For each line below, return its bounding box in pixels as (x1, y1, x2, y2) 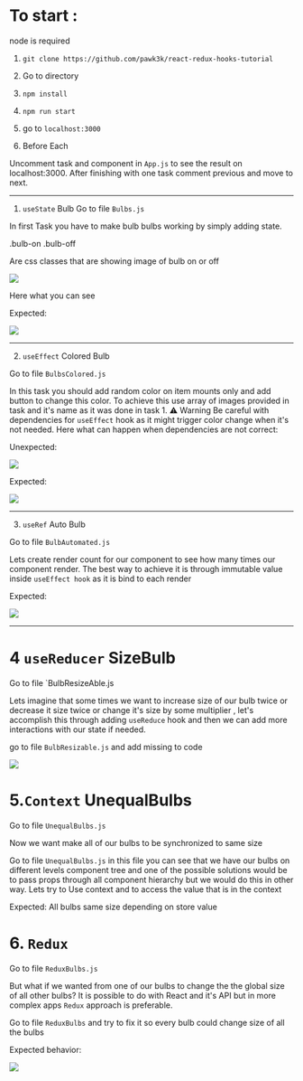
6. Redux (9, 933, 69, 954)
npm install (22, 89, 68, 99)
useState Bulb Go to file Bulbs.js (22, 202, 145, 213)
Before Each (22, 140, 69, 151)
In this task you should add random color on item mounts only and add (9, 385, 271, 396)
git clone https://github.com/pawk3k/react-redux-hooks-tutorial (22, 54, 273, 63)
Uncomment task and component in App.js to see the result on (9, 157, 243, 168)
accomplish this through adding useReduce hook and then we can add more (9, 714, 288, 725)
